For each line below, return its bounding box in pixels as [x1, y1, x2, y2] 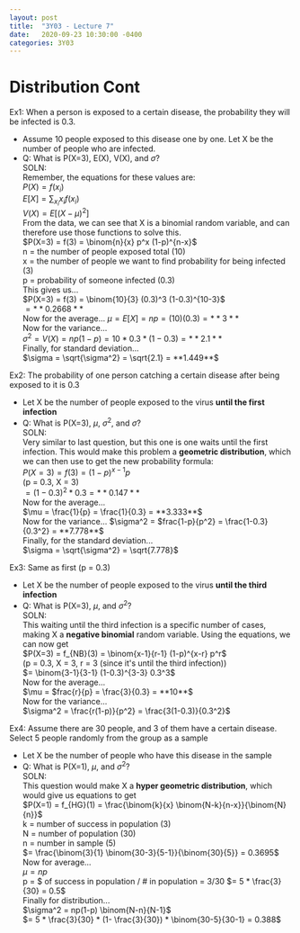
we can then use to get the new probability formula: [22, 456, 214, 467]
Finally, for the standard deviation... [22, 535, 154, 546]
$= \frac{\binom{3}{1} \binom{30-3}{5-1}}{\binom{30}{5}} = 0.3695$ [22, 847, 280, 857]
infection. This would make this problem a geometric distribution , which [22, 446, 292, 457]
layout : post [9, 13, 58, 22]
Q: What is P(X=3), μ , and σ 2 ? [22, 599, 132, 612]
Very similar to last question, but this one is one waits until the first [22, 437, 269, 448]
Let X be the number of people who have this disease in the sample [22, 750, 272, 761]
